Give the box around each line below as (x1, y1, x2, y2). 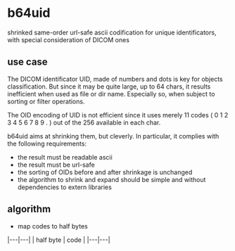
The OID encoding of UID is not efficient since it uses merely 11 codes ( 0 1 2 (7, 110, 229, 119)
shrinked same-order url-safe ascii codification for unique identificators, (7, 28, 217, 37)
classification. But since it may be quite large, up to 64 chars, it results (7, 82, 211, 91)
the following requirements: (7, 139, 87, 148)
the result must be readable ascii (17, 153, 113, 161)
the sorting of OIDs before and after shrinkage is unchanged (17, 167, 193, 176)
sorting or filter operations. (7, 97, 85, 105)
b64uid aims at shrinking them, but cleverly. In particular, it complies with (7, 131, 220, 140)
